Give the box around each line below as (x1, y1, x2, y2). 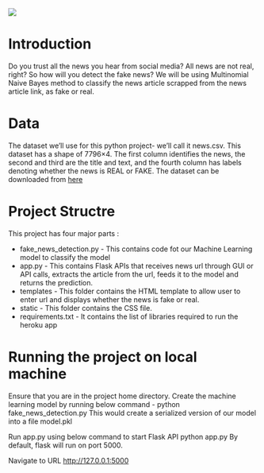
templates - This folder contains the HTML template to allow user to (19, 286, 241, 296)
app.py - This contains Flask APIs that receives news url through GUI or (19, 261, 254, 270)
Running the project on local (8, 348, 197, 366)
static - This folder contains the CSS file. (19, 303, 152, 312)
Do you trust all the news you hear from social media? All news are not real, (8, 61, 254, 71)
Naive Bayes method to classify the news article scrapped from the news (8, 78, 247, 87)
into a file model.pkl (8, 417, 73, 426)
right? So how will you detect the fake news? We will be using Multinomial (8, 69, 249, 79)
